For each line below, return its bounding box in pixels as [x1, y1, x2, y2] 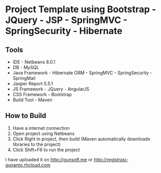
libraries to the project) [12, 141, 61, 147]
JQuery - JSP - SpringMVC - [5, 14, 128, 26]
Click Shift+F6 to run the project [12, 147, 80, 153]
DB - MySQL [12, 65, 39, 70]
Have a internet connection [12, 125, 70, 131]
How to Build [5, 111, 47, 120]
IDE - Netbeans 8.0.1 [12, 59, 56, 65]
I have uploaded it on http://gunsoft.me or [5, 156, 93, 162]
